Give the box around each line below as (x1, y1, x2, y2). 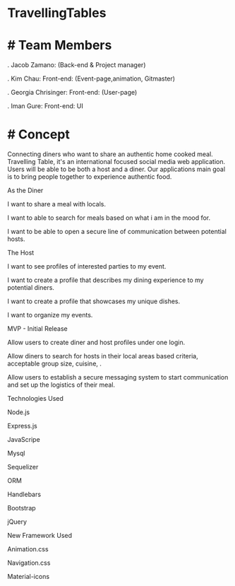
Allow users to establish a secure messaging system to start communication (7, 373, 229, 382)
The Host (7, 249, 35, 257)
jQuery (7, 517, 27, 526)
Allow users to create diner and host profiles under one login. (7, 338, 186, 347)
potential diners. (7, 283, 55, 292)
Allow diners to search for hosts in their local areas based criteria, (7, 352, 199, 361)
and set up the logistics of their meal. (7, 380, 115, 389)
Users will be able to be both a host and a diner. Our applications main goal (7, 165, 226, 174)
